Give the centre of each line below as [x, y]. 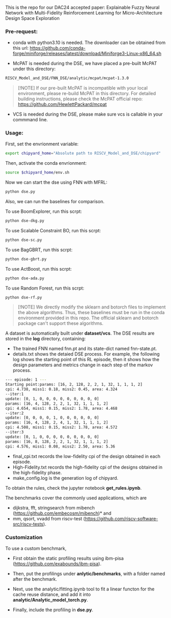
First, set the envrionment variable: [42, 144]
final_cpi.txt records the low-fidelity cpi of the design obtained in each [87, 456]
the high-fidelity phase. [37, 472]
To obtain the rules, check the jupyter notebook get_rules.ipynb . [74, 488]
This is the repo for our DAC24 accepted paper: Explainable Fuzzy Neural [82, 7]
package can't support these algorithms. [60, 323]
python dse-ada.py [25, 278]
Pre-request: [22, 31]
